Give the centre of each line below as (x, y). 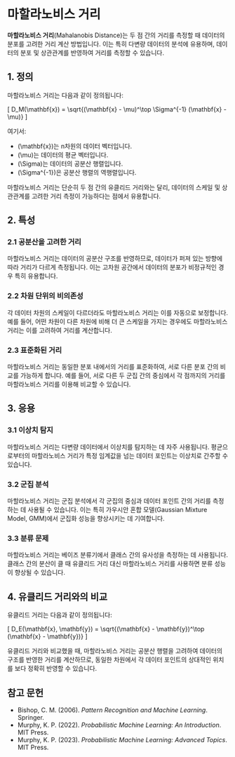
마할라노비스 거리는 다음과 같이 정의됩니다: (66, 95)
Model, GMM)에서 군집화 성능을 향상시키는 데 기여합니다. (86, 518)
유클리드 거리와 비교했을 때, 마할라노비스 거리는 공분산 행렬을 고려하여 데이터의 (115, 651)
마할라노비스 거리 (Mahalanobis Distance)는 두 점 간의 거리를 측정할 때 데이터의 (116, 35)
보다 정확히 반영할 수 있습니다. (56, 669)
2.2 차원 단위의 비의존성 (46, 296)
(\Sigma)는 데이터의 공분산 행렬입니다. (70, 163)
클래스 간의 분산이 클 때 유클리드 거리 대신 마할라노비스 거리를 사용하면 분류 (110, 564)
